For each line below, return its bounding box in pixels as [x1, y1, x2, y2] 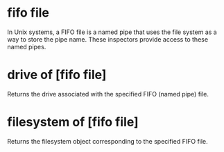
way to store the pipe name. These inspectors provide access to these [7, 35, 209, 43]
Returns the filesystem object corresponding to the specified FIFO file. [7, 137, 208, 145]
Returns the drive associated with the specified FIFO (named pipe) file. [7, 90, 209, 98]
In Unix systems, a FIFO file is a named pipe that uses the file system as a [7, 28, 217, 36]
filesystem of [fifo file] [7, 115, 139, 130]
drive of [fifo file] [7, 67, 107, 83]
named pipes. [7, 42, 46, 51]
